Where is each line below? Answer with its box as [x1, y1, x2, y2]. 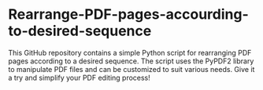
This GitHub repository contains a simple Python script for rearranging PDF [8, 48, 252, 57]
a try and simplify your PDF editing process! [8, 73, 151, 82]
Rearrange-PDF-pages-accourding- [8, 5, 250, 23]
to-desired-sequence [8, 22, 152, 40]
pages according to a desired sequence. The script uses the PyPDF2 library [8, 56, 254, 66]
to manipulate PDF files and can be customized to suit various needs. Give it [8, 64, 255, 74]
